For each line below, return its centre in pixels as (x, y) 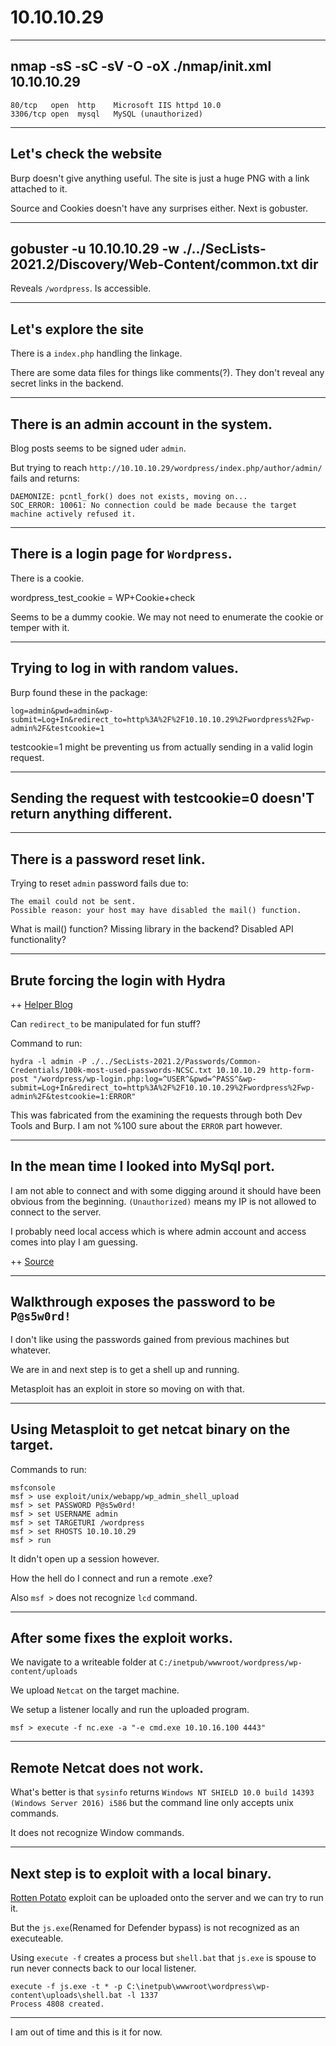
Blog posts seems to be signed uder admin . (98, 448)
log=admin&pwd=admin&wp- (62, 711)
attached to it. (39, 188)
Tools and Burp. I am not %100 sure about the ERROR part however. (146, 1126)
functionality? (38, 940)
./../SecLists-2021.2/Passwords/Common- (176, 1062)
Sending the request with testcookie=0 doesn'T (162, 798)
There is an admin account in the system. (141, 424)
